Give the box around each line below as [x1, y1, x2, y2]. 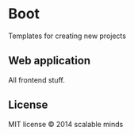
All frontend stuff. [8, 75, 65, 84]
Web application [8, 54, 91, 67]
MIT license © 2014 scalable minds [8, 119, 124, 129]
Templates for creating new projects [8, 31, 127, 40]
